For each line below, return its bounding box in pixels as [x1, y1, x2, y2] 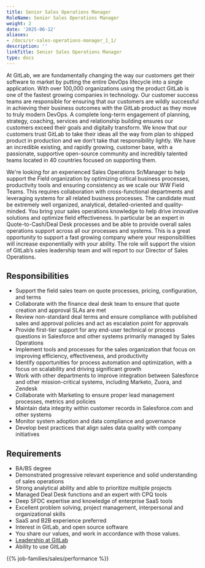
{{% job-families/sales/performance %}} [6, 555, 109, 562]
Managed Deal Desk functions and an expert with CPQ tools [15, 491, 168, 498]
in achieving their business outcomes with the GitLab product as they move [6, 104, 197, 111]
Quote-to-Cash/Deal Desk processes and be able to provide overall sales [6, 220, 191, 228]
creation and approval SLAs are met [15, 306, 106, 314]
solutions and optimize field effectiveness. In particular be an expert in [6, 214, 184, 221]
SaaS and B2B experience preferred [15, 517, 107, 524]
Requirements [6, 448, 61, 459]
